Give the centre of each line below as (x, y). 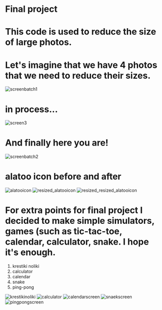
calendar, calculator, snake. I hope (77, 242)
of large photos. (38, 42)
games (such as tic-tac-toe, (64, 232)
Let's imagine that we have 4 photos (81, 65)
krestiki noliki (26, 266)
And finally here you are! (57, 143)
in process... (31, 109)
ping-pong (23, 287)
